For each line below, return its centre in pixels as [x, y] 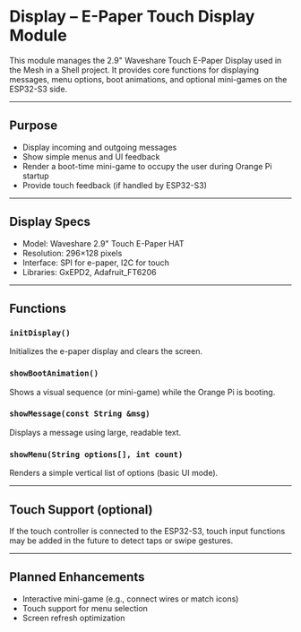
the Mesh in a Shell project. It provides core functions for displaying [134, 70]
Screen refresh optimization [73, 618]
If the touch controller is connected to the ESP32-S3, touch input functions [147, 531]
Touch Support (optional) [81, 510]
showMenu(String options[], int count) [96, 454]
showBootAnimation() [54, 373]
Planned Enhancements [77, 577]
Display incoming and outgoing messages [99, 147]
